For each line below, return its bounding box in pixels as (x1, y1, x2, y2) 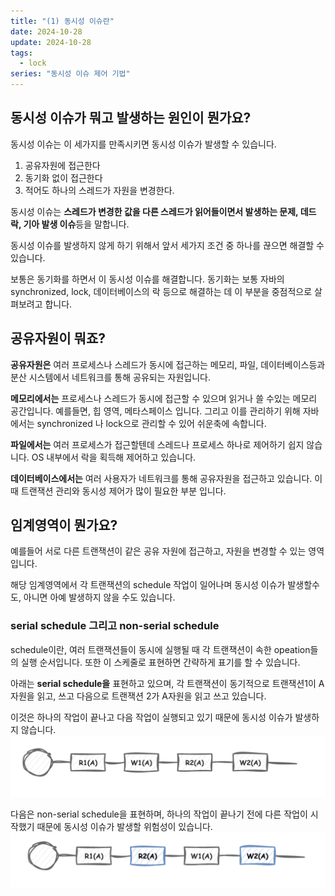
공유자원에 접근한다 (24, 159, 101, 171)
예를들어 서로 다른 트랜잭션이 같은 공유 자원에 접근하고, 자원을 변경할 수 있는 (10, 545, 307, 557)
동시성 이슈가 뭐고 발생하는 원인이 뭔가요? (10, 110, 252, 127)
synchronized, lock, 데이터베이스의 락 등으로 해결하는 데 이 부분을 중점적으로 (10, 285, 313, 297)
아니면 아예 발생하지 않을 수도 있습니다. (23, 591, 176, 604)
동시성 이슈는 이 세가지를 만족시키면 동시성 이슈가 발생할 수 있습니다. (10, 138, 277, 150)
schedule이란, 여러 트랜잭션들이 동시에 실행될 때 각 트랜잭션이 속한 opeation (10, 643, 311, 655)
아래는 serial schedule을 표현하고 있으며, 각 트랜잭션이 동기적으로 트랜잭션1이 (10, 677, 317, 689)
